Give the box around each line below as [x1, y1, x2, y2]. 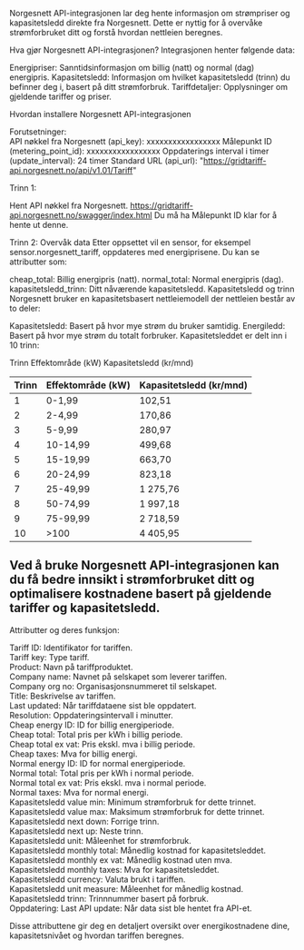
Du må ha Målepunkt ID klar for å [153, 210, 278, 221]
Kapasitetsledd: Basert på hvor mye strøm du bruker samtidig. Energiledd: [9, 321, 286, 331]
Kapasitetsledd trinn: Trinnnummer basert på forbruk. [9, 893, 209, 904]
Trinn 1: [9, 183, 37, 193]
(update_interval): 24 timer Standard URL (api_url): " [9, 155, 204, 166]
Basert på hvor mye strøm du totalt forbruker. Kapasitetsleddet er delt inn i [9, 331, 288, 341]
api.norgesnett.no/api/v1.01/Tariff [9, 165, 133, 175]
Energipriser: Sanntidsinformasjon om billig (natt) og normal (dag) [9, 63, 255, 73]
